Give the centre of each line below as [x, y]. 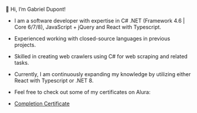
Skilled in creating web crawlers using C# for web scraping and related [101, 56]
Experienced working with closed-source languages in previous [92, 38]
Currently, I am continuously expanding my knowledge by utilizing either [102, 74]
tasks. [21, 63]
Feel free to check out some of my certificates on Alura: [82, 92]
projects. [25, 45]
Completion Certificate [42, 103]
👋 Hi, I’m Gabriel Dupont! [36, 9]
